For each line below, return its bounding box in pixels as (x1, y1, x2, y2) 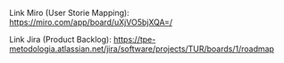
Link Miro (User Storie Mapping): (9, 8, 129, 18)
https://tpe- (113, 35, 156, 44)
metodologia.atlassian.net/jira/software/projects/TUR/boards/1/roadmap (9, 43, 275, 54)
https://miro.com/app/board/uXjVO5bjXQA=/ (9, 17, 172, 28)
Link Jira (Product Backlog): (9, 35, 112, 44)
